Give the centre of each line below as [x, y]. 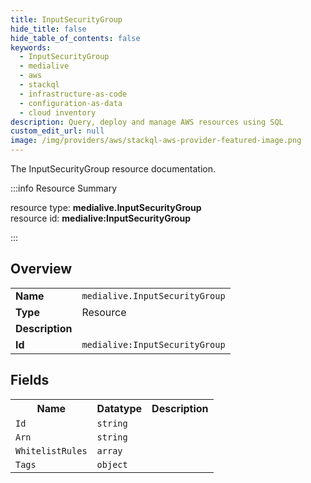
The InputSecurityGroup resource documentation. [113, 169]
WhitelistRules [51, 450]
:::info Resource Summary [64, 188]
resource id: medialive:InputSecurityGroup [101, 218]
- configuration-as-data [71, 103]
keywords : [31, 47]
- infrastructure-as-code [73, 94]
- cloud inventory [58, 112]
